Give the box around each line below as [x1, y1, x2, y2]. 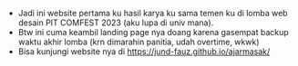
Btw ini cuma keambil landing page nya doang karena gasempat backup [17, 27, 289, 37]
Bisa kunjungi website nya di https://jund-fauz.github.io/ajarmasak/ [17, 46, 271, 57]
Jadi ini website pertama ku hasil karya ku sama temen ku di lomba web [17, 8, 289, 18]
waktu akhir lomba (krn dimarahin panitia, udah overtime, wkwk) [17, 36, 260, 47]
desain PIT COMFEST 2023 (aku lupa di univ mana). [17, 17, 214, 28]
